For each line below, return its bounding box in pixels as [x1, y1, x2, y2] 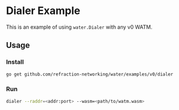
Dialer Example [6, 4, 80, 18]
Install [6, 58, 24, 66]
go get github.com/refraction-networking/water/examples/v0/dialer [6, 71, 174, 77]
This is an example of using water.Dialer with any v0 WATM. [6, 23, 153, 30]
